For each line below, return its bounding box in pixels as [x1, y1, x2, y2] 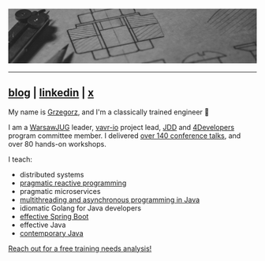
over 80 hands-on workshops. [8, 139, 106, 148]
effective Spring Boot [19, 211, 89, 221]
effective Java [19, 220, 66, 229]
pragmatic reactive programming [19, 178, 127, 188]
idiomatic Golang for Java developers [19, 203, 142, 213]
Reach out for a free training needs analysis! [8, 244, 152, 253]
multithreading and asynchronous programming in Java [19, 195, 200, 204]
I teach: [8, 155, 33, 164]
